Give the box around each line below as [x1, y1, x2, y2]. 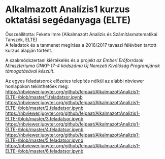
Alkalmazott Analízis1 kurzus [5, 4, 130, 15]
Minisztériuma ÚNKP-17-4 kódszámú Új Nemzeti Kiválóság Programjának [5, 62, 160, 69]
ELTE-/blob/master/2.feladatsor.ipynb [5, 105, 84, 111]
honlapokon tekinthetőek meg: [5, 83, 69, 89]
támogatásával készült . [5, 68, 55, 74]
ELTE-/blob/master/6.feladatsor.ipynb [5, 148, 84, 154]
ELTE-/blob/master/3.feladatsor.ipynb [5, 115, 84, 121]
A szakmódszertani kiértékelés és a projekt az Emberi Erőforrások [5, 57, 144, 63]
